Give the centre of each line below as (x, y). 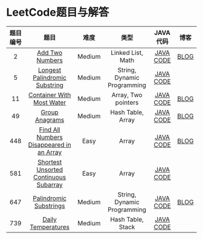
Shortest (50, 162)
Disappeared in (50, 144)
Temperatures (50, 227)
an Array (50, 152)
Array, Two (127, 95)
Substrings (50, 206)
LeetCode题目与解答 (58, 12)
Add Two (50, 53)
